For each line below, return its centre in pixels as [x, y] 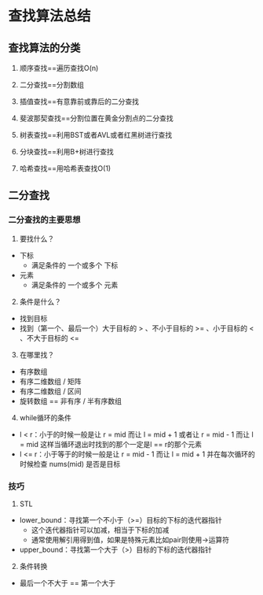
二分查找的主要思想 [44, 220]
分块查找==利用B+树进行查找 [66, 152]
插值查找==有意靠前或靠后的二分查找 [79, 102]
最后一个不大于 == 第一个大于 [68, 582]
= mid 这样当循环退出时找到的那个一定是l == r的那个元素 [111, 444]
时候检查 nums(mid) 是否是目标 [70, 464]
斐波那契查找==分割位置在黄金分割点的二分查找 [97, 118]
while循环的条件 [46, 417]
